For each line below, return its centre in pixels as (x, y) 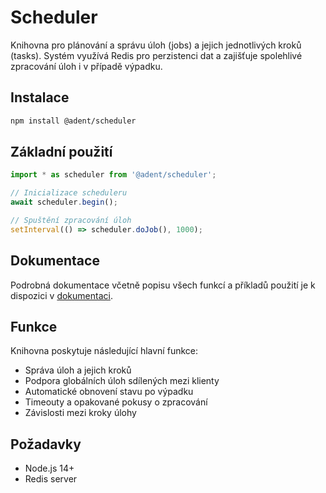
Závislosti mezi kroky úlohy (80, 413)
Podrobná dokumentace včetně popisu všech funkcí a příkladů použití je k (163, 285)
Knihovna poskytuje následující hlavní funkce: (104, 351)
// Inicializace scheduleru (69, 193)
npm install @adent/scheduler (73, 121)
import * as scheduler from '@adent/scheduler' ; (113, 175)
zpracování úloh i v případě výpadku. (86, 66)
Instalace (40, 97)
